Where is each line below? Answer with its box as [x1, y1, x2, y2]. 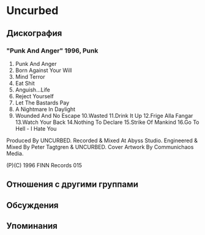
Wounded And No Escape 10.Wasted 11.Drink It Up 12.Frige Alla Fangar [15, 112, 193, 119]
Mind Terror [15, 73, 45, 80]
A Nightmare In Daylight [15, 105, 75, 113]
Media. [6, 150, 24, 157]
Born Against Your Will [15, 67, 72, 74]
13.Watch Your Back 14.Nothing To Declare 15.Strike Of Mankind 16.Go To [15, 118, 200, 126]
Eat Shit [15, 79, 35, 87]
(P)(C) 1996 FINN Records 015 [6, 161, 83, 168]
